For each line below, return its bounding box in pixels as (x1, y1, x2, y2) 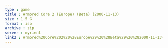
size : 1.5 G (5, 16, 32, 21)
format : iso (5, 21, 32, 26)
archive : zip (5, 26, 35, 31)
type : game (5, 7, 30, 12)
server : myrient (5, 30, 41, 35)
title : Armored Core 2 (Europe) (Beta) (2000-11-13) (5, 12, 120, 17)
